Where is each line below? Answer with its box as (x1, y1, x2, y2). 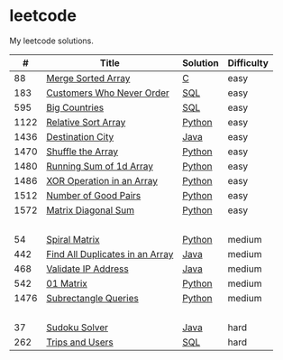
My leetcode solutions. (9, 35, 95, 46)
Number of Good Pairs (46, 189, 141, 201)
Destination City (46, 130, 114, 143)
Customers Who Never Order (46, 87, 169, 99)
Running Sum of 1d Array (46, 160, 153, 172)
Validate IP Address (46, 263, 129, 275)
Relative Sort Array (46, 115, 126, 128)
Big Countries (46, 101, 105, 114)
